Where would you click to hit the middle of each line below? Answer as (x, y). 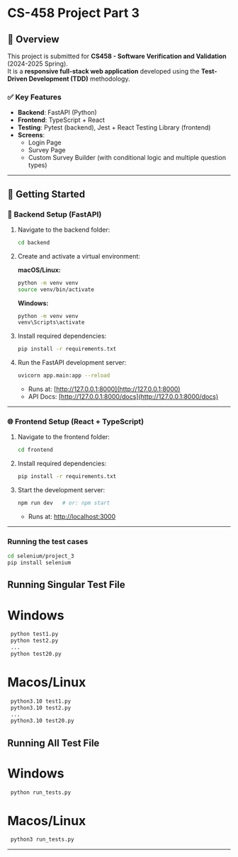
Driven (17, 79)
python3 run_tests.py (42, 840)
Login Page (45, 142)
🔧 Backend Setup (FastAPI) (55, 214)
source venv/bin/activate (56, 289)
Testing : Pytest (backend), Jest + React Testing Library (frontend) (114, 127)
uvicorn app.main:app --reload (64, 376)
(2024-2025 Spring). (38, 64)
